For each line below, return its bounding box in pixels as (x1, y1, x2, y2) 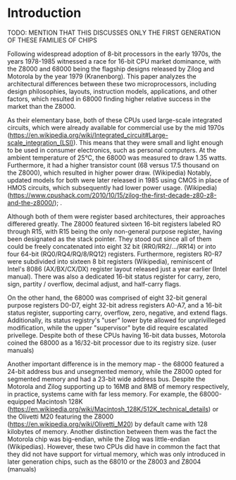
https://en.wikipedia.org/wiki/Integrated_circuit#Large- (9, 131, 169, 139)
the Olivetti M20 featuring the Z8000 (7, 412, 114, 421)
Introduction (7, 5, 82, 21)
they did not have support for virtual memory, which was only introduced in (7, 450, 225, 458)
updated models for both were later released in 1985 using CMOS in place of (7, 175, 230, 185)
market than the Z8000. (7, 102, 76, 110)
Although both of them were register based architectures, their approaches (7, 212, 225, 221)
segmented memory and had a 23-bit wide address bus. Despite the (7, 375, 206, 383)
